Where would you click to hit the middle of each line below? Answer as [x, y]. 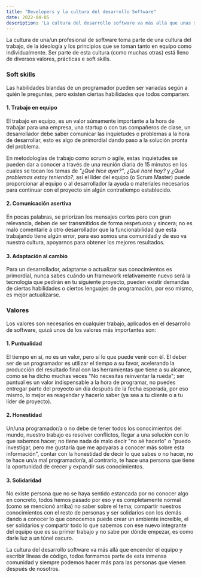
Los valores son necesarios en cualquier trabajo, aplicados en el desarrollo [98, 323]
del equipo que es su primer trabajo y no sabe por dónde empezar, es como [100, 532]
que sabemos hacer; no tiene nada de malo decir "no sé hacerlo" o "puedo [99, 441]
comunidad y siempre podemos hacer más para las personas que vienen [96, 562]
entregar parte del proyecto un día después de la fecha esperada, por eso [97, 388]
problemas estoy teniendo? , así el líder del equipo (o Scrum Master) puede [98, 177]
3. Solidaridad [24, 480]
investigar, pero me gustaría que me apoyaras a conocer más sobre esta [95, 447]
